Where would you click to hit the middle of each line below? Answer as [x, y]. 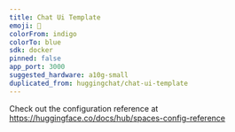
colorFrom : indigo [43, 34]
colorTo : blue [35, 42]
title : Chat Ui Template [55, 17]
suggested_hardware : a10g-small [69, 75]
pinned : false [35, 58]
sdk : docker [31, 50]
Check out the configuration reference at [84, 108]
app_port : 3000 [37, 67]
